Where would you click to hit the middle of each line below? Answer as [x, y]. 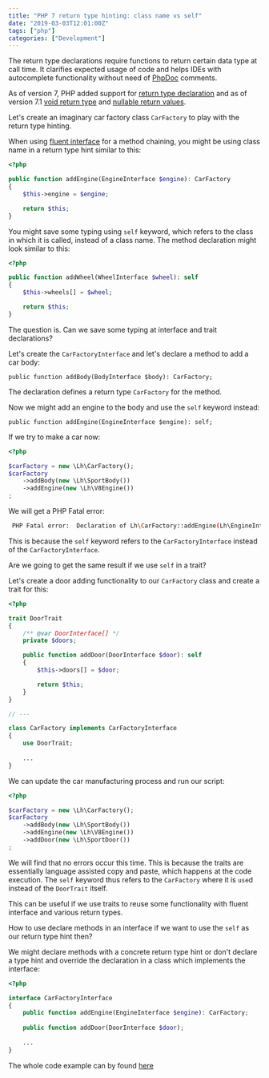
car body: [24, 362]
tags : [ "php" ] [32, 30]
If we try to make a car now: [54, 437]
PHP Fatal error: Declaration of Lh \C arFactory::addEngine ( [116, 526]
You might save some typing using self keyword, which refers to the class [131, 231]
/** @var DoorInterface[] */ [71, 633]
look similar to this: [39, 248]
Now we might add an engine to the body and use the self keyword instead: [134, 407]
